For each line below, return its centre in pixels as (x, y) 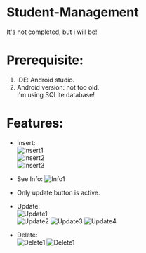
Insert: (26, 142)
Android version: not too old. (58, 87)
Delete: (27, 235)
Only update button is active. (58, 192)
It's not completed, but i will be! (52, 32)
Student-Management (73, 12)
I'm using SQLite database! (56, 94)
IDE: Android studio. (46, 80)
